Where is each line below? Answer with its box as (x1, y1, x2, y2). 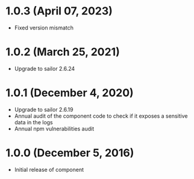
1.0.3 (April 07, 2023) (5, 4, 113, 18)
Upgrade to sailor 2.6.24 (14, 65, 75, 72)
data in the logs (14, 118, 53, 126)
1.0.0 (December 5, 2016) (5, 146, 134, 160)
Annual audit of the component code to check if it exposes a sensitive (14, 112, 188, 120)
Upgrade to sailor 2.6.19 (14, 106, 74, 113)
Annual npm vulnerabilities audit (14, 125, 95, 132)
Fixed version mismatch (14, 24, 74, 31)
